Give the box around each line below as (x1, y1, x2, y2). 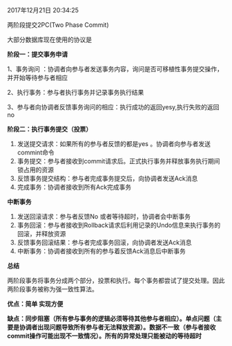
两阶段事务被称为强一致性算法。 (7, 285, 98, 293)
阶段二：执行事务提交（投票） (7, 125, 92, 133)
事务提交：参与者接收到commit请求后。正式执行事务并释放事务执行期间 (17, 157, 220, 165)
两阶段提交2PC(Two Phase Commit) (7, 21, 109, 29)
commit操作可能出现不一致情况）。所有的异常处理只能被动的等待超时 (7, 331, 202, 340)
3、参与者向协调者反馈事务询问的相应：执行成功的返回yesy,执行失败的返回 (7, 103, 220, 111)
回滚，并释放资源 (17, 230, 66, 237)
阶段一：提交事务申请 (7, 51, 68, 58)
